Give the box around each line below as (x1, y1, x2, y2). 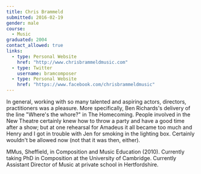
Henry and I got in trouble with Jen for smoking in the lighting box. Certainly (6, 130, 195, 137)
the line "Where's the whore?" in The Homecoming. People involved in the (6, 111, 191, 118)
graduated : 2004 (6, 37, 47, 43)
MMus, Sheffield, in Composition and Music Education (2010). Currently (6, 148, 185, 155)
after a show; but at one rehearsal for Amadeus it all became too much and (6, 124, 193, 131)
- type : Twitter (11, 64, 53, 71)
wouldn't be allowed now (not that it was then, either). (6, 137, 141, 143)
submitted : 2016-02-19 (6, 14, 63, 20)
